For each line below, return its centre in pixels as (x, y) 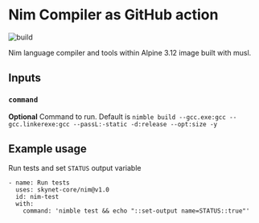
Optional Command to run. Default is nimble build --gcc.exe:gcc (117, 116)
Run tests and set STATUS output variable (75, 168)
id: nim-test (37, 197)
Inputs (25, 78)
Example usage (47, 149)
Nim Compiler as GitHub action (113, 15)
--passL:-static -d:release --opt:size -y (145, 124)
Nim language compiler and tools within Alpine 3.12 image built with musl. (130, 52)
